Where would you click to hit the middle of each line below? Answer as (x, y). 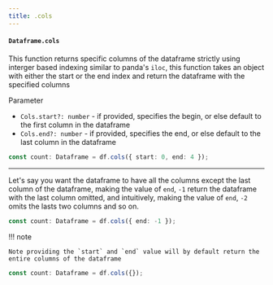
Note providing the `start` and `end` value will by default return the (134, 252)
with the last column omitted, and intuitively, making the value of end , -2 (128, 197)
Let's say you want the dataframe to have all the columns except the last (130, 180)
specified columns (39, 84)
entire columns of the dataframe (65, 259)
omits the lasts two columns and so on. (74, 206)
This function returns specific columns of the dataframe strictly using (125, 59)
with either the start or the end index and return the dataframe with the (127, 76)
